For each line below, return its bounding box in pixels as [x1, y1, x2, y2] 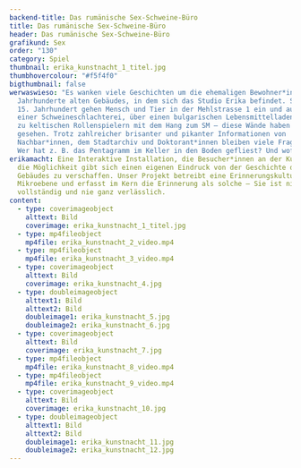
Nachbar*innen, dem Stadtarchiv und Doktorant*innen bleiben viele [17, 138, 275, 147]
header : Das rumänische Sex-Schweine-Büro [9, 30, 170, 38]
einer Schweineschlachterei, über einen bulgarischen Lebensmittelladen [17, 113, 295, 122]
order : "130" [9, 47, 58, 55]
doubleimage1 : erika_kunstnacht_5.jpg [25, 312, 170, 322]
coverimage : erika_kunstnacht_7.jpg [25, 345, 163, 354]
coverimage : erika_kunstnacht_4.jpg [25, 279, 163, 288]
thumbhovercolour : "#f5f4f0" [9, 72, 118, 81]
